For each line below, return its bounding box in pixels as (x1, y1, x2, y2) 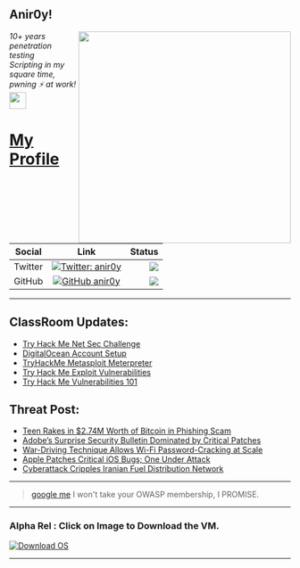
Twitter (13, 260, 43, 273)
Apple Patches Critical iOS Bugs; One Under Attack (21, 454, 211, 465)
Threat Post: (9, 402, 80, 417)
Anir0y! (9, 7, 53, 22)
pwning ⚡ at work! (9, 78, 77, 89)
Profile (9, 149, 60, 169)
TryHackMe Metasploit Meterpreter (21, 357, 153, 368)
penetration (9, 40, 52, 51)
